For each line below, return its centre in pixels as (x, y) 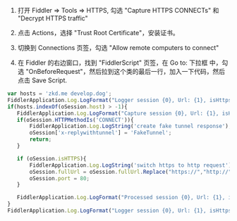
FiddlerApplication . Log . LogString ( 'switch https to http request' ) (130, 165)
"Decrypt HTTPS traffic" (53, 18)
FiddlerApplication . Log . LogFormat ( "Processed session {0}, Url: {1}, (121, 198)
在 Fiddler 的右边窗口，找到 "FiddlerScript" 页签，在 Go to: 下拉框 (113, 63)
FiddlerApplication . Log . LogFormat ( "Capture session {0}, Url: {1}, (118, 113)
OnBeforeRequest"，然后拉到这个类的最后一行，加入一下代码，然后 (127, 71)
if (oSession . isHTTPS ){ (51, 158)
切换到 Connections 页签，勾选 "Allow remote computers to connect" (118, 48)
